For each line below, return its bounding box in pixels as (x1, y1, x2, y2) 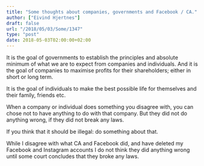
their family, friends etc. (6, 92, 66, 99)
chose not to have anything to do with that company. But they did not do (6, 110, 188, 117)
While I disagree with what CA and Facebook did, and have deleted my (6, 140, 184, 147)
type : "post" (6, 32, 40, 38)
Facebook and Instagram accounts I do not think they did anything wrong (6, 147, 190, 153)
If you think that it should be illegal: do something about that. (6, 128, 158, 135)
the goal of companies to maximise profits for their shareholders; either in (6, 67, 191, 74)
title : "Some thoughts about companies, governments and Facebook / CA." (6, 9, 198, 15)
